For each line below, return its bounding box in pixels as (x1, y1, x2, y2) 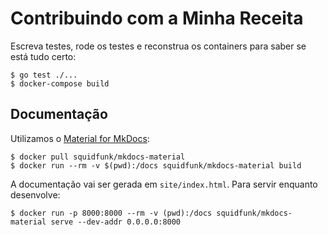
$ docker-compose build (10, 78, 110, 89)
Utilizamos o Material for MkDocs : (10, 132, 150, 144)
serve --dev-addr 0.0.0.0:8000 (50, 217, 182, 227)
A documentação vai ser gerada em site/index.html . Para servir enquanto (10, 178, 318, 190)
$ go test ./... (10, 70, 78, 80)
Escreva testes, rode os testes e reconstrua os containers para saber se (10, 40, 307, 52)
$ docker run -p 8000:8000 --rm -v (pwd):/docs (10, 208, 213, 218)
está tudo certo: (10, 50, 77, 62)
